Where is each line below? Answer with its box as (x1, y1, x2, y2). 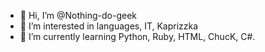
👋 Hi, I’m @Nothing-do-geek (19, 10, 138, 21)
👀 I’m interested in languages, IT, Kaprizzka (19, 20, 199, 32)
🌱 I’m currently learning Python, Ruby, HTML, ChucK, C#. (19, 31, 256, 42)
